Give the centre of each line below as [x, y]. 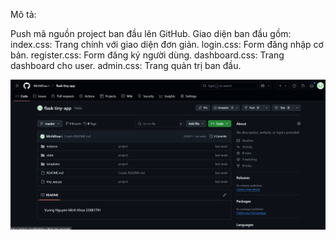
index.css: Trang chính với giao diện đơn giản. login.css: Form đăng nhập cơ [167, 44]
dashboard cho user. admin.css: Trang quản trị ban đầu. [126, 65]
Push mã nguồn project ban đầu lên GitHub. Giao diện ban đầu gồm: [151, 33]
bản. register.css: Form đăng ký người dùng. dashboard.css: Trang [147, 55]
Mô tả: [23, 14]
